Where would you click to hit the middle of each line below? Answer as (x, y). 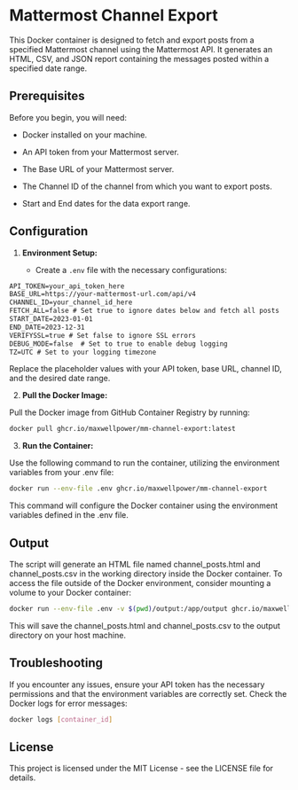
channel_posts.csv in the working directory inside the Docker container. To (146, 574)
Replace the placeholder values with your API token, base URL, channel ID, (145, 369)
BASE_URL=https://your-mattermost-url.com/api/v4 (103, 294)
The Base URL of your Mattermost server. (98, 168)
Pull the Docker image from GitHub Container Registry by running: (129, 412)
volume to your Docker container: (70, 592)
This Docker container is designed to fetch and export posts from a (132, 40)
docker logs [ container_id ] (61, 719)
